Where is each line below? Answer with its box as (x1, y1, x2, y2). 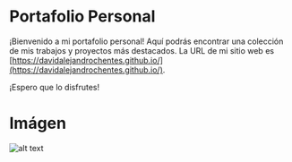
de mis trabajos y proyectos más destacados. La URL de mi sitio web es (9, 45, 275, 55)
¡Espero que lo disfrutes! (9, 81, 100, 92)
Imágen (9, 114, 67, 133)
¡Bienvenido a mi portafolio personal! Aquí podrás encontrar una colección (9, 36, 284, 47)
